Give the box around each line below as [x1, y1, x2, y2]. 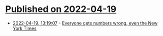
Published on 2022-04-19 [5, 3, 117, 15]
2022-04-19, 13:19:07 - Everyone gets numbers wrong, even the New [12, 20, 158, 26]
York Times [12, 25, 37, 31]
